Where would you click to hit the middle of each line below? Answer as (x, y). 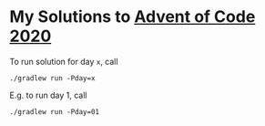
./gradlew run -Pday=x (52, 78)
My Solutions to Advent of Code (132, 17)
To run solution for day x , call (64, 61)
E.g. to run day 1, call (49, 95)
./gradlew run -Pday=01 (55, 111)
